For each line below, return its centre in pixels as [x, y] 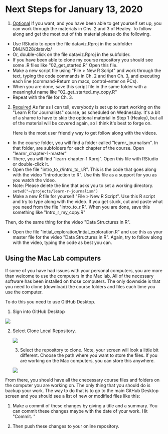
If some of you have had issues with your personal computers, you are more [84, 270]
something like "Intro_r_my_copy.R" [49, 212]
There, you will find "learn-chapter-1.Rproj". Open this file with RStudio [85, 159]
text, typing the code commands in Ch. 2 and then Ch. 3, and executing [86, 76]
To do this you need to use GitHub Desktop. [50, 301]
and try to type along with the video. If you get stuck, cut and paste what [88, 201]
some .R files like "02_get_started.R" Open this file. [65, 65]
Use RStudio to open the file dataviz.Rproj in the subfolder [72, 43]
